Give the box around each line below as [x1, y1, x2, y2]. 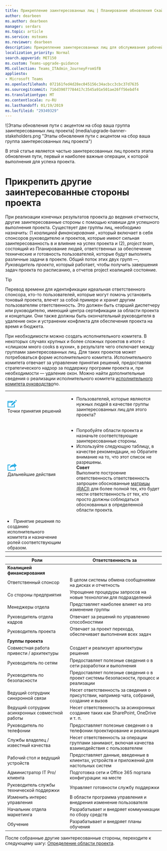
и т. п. [69, 715, 82, 721]
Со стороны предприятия [7, 592, 62, 598]
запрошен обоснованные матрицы [76, 480, 150, 486]
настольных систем [69, 763, 112, 769]
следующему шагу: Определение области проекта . [5, 840, 115, 846]
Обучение [7, 821, 29, 827]
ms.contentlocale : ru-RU [5, 97, 57, 102]
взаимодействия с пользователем [69, 745, 143, 751]
